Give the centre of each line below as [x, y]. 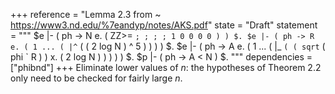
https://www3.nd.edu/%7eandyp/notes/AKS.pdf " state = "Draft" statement [164, 25]
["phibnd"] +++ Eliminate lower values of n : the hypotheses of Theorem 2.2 [166, 67]
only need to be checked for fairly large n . [96, 78]
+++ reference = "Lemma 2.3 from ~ [86, 14]
